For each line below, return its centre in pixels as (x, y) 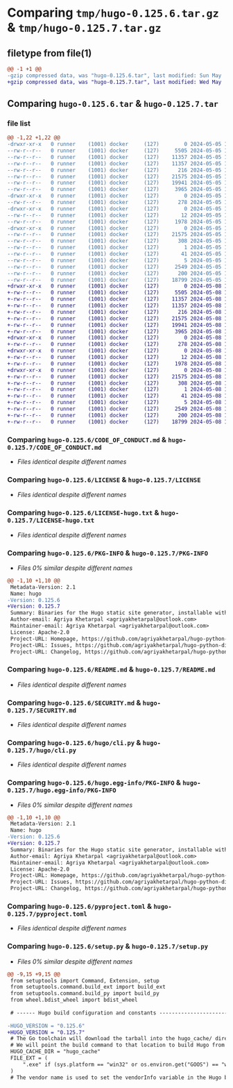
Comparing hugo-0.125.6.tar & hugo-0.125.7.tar (113, 104)
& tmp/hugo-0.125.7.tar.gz (84, 27)
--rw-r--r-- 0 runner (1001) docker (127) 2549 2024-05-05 (114, 267)
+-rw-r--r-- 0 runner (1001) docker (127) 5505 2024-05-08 (114, 293)
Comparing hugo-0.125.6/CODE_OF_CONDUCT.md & (87, 440)
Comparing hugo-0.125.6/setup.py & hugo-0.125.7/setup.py (108, 946)
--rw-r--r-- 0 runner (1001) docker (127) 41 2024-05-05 (114, 254)
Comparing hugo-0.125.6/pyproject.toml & (80, 906)
